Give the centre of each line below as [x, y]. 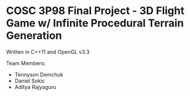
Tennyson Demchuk [39, 74]
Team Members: [26, 63]
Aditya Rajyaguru [36, 87]
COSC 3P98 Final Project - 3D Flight [95, 11]
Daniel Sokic [30, 81]
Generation [34, 36]
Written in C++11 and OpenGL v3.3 [48, 52]
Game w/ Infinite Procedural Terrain [95, 23]
